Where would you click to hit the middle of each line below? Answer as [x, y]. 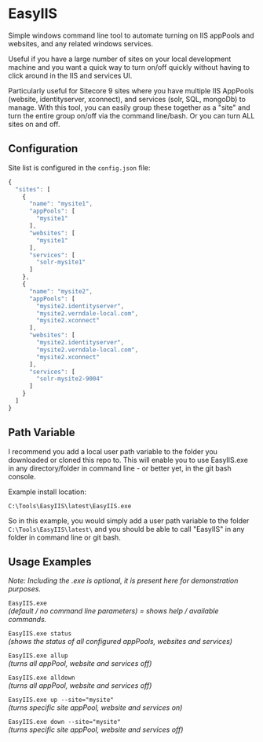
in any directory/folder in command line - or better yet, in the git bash [120, 468]
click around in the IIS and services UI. [70, 75]
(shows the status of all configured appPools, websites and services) [121, 642]
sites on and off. [34, 124]
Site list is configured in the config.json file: [79, 167]
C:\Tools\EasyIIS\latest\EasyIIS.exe [70, 506]
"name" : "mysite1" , [60, 204]
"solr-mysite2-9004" [70, 379]
